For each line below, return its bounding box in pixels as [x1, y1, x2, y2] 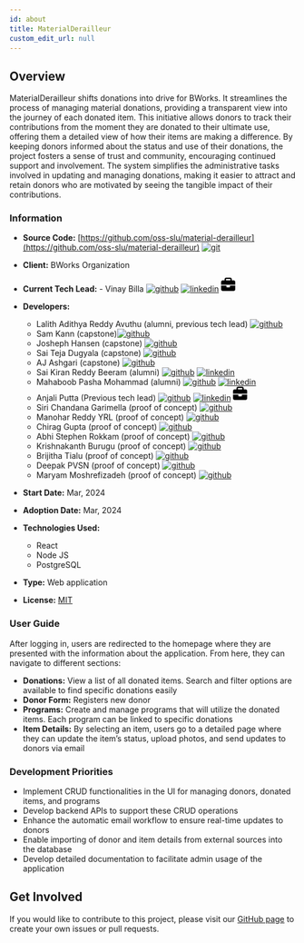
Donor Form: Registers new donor [22, 694, 152, 705]
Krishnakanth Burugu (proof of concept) [35, 441, 187, 452]
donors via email [22, 742, 85, 753]
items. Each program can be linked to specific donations [22, 713, 233, 724]
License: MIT [22, 595, 74, 606]
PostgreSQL [35, 560, 82, 571]
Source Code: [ [22, 233, 82, 243]
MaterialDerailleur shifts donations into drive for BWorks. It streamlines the [9, 93, 288, 104]
